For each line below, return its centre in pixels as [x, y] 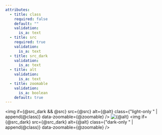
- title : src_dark [29, 56]
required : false [31, 19]
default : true [29, 97]
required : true [30, 42]
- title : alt [23, 70]
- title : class [25, 14]
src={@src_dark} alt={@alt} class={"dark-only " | [82, 122]
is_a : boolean [33, 93]
